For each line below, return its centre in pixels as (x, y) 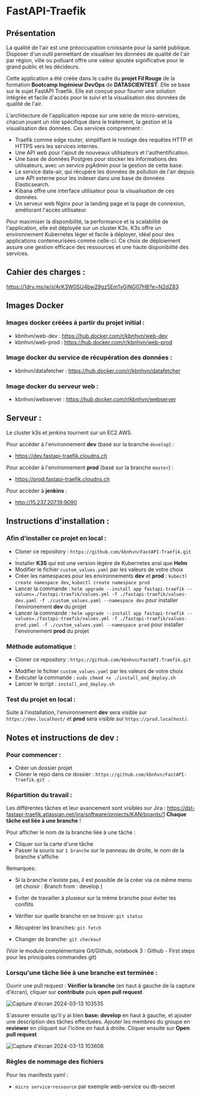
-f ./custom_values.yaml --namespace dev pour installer (109, 600)
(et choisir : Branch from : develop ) (59, 887)
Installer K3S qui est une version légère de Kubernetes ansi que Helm (101, 563)
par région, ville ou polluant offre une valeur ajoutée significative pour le (95, 60)
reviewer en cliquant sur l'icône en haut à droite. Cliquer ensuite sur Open (98, 1028)
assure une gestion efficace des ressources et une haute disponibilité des (97, 247)
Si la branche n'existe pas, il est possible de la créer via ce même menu (103, 880)
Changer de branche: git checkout (58, 939)
